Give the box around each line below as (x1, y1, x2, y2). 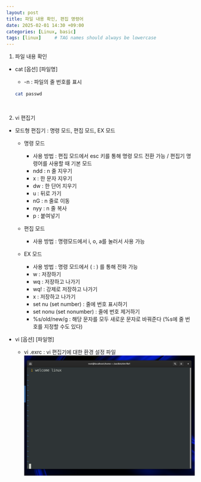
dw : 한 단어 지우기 (32, 183, 77, 189)
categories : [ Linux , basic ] (6, 29, 77, 35)
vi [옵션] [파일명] (14, 336, 54, 342)
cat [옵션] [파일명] (14, 66, 58, 73)
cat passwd (14, 91, 42, 97)
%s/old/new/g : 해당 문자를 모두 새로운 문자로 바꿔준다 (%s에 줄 (32, 316, 184, 323)
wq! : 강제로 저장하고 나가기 (32, 286, 98, 293)
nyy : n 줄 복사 (32, 205, 67, 212)
